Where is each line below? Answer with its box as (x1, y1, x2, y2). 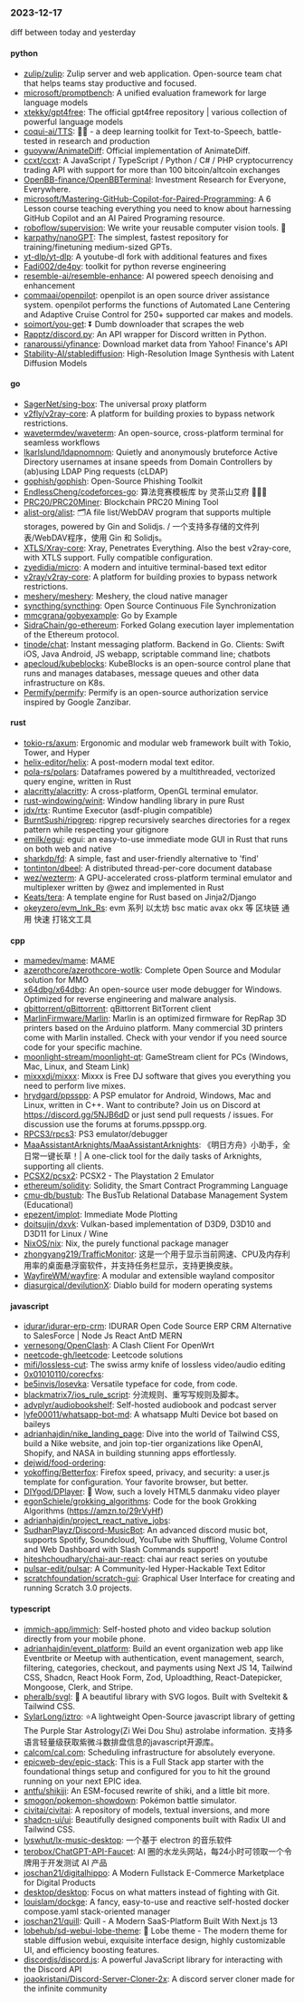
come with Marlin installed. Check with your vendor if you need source (23, 1032, 288, 1044)
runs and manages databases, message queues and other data (23, 667, 260, 678)
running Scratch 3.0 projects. (23, 1582, 133, 1593)
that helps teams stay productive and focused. (23, 77, 197, 88)
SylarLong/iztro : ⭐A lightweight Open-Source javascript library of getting (23, 1711, 296, 1722)
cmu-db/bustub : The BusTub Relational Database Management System (23, 1190, 289, 1201)
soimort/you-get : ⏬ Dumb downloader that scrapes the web (23, 318, 245, 329)
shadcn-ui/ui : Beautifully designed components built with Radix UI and (23, 1813, 286, 1824)
